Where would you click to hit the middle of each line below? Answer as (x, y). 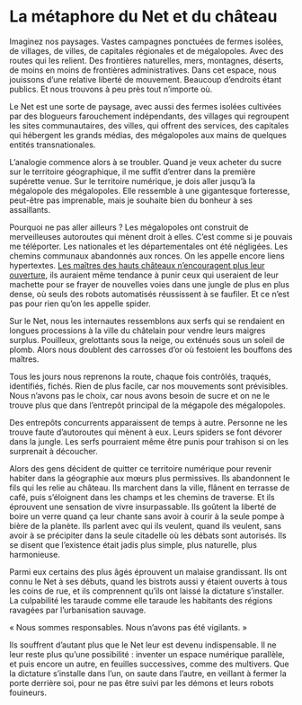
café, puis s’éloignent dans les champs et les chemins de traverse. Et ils (142, 497)
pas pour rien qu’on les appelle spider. (80, 304)
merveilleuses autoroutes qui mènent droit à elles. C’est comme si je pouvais (151, 236)
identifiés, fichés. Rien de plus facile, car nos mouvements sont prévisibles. (149, 386)
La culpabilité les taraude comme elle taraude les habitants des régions (141, 600)
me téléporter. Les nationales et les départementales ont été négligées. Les (149, 246)
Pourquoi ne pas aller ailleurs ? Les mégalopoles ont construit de (129, 227)
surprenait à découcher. (54, 451)
